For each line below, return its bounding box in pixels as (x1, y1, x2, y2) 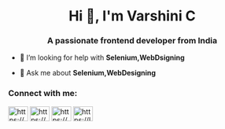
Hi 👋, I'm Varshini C (68, 7, 197, 25)
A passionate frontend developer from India (46, 35, 218, 46)
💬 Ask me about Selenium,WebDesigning (19, 68, 156, 78)
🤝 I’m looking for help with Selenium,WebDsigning (19, 53, 185, 62)
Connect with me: (8, 88, 78, 99)
